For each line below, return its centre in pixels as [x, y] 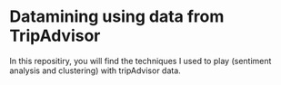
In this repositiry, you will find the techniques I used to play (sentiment [140, 61]
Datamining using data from [117, 17]
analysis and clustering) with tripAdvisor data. [95, 71]
